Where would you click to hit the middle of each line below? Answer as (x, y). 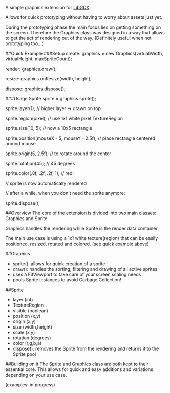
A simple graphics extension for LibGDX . (48, 7)
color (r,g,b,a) (27, 343)
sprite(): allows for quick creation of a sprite (59, 264)
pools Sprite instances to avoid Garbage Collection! (67, 280)
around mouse (20, 144)
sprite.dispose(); (23, 203)
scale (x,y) (24, 332)
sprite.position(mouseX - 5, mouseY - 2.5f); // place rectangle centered (80, 138)
